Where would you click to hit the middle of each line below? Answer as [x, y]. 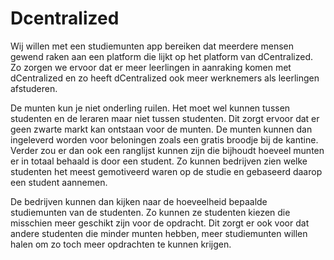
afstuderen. [34, 88]
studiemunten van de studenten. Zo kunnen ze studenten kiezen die [150, 212]
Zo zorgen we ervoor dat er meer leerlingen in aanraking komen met [151, 67]
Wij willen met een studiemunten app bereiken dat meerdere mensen [152, 46]
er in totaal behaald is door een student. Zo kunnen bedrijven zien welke [159, 161]
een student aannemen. [59, 182]
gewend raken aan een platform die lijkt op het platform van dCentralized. [162, 56]
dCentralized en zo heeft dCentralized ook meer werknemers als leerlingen [165, 78]
